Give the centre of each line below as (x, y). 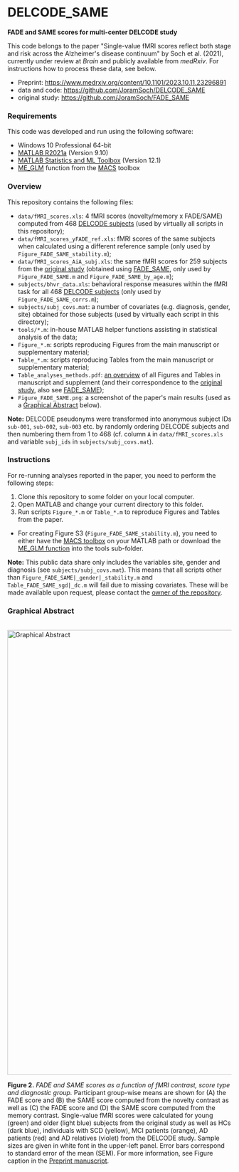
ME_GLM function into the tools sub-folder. (80, 548)
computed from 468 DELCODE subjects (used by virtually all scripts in (121, 223)
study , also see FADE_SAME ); (61, 389)
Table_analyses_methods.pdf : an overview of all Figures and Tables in (119, 375)
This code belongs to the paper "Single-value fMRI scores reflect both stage (119, 46)
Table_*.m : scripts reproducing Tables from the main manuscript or (116, 360)
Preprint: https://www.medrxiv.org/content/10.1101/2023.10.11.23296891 (122, 82)
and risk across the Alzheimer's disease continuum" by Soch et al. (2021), (116, 53)
